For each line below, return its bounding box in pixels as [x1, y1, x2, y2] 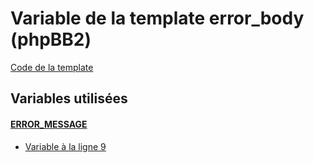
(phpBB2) [10, 28, 92, 51]
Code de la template [10, 61, 94, 73]
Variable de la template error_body [10, 7, 305, 30]
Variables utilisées [10, 90, 128, 107]
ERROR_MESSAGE [10, 118, 88, 130]
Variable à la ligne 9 [24, 140, 107, 152]
